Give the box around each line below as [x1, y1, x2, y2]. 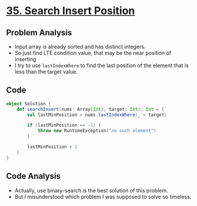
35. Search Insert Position [6, 4, 135, 18]
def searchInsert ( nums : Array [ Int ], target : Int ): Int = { [16, 106, 165, 112]
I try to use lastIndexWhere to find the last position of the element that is [14, 62, 189, 69]
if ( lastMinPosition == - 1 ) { [27, 122, 101, 128]
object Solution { [6, 101, 51, 107]
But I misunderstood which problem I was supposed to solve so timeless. [14, 193, 192, 200]
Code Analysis [6, 171, 61, 181]
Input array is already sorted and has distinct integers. [14, 43, 146, 50]
